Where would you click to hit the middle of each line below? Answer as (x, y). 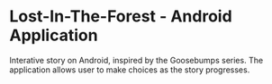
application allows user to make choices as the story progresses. (130, 70)
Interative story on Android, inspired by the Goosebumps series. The (136, 60)
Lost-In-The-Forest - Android (121, 17)
